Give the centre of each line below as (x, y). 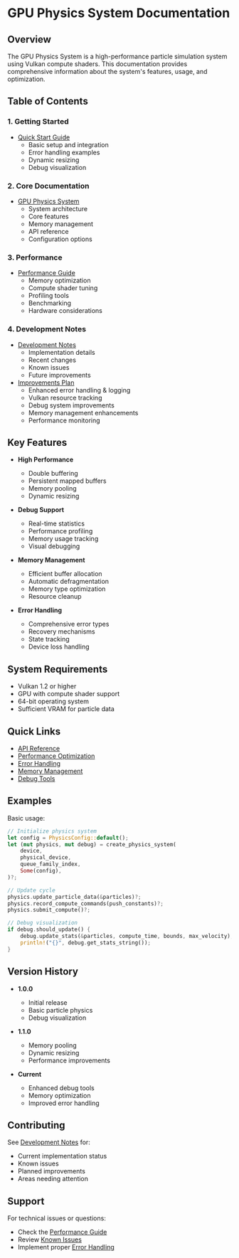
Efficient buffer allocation (65, 574)
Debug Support (41, 510)
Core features (48, 216)
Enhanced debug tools (61, 1088)
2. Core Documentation (48, 186)
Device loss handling (59, 647)
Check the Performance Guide (62, 1232)
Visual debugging (54, 546)
